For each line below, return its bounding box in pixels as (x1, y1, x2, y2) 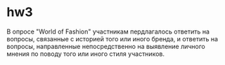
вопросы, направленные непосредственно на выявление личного (6, 42, 205, 50)
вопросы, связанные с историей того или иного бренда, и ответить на (6, 34, 219, 43)
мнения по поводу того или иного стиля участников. (6, 50, 165, 58)
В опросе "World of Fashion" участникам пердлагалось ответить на (6, 27, 210, 36)
